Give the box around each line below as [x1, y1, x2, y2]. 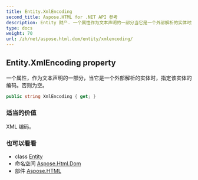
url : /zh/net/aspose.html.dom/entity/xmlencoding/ [6, 36, 133, 42]
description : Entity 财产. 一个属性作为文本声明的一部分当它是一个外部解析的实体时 [6, 19, 192, 25]
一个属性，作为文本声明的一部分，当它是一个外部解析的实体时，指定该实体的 [6, 74, 192, 81]
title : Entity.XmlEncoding [6, 8, 72, 15]
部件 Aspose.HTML [14, 168, 62, 175]
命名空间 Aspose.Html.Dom [14, 160, 81, 167]
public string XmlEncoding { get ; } [6, 93, 96, 99]
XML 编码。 [6, 123, 35, 130]
